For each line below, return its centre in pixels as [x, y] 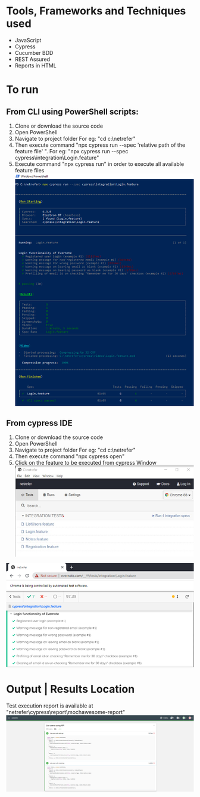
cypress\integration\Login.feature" [57, 157]
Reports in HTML [35, 65]
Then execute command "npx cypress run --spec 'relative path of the [100, 145]
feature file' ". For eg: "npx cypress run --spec [71, 151]
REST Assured [32, 59]
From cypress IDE [39, 423]
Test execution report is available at [50, 706]
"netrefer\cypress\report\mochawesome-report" [66, 712]
